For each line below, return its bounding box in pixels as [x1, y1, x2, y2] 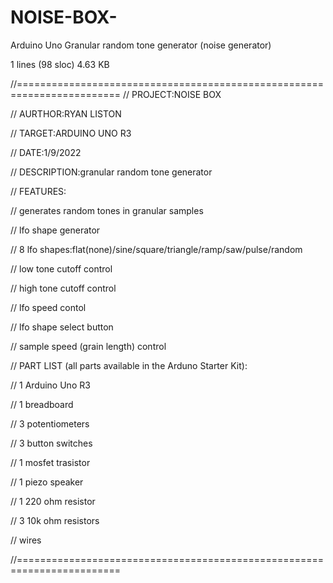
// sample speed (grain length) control [10, 340, 167, 352]
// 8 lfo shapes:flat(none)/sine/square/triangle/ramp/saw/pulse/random [10, 243, 303, 255]
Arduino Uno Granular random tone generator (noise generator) [10, 39, 272, 51]
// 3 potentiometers [10, 417, 90, 430]
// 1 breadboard [10, 398, 74, 410]
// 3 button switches [10, 437, 93, 449]
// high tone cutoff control [10, 282, 117, 294]
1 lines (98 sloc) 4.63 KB [10, 58, 110, 70]
